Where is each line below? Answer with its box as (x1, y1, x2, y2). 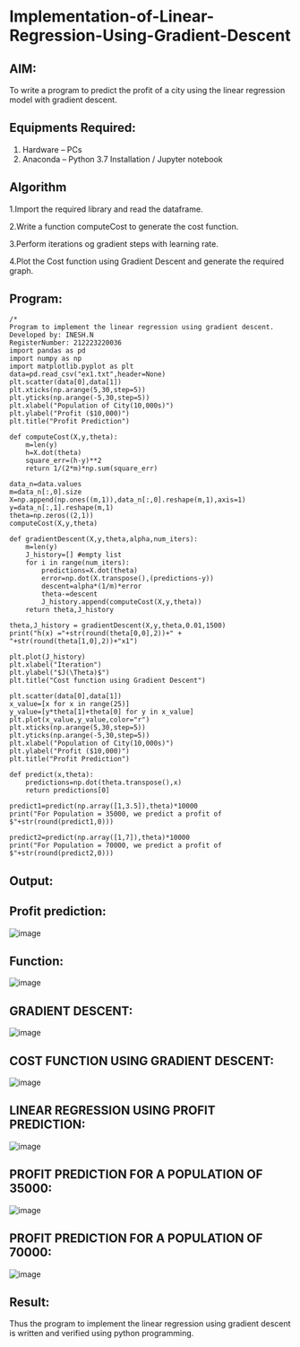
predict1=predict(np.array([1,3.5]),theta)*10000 (9, 801, 199, 811)
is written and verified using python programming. (9, 1328, 194, 1339)
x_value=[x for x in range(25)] (9, 700, 130, 709)
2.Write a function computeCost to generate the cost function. (9, 221, 239, 232)
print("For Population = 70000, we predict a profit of (9, 841, 222, 850)
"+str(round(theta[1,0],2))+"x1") (9, 637, 139, 646)
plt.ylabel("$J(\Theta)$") (9, 669, 110, 678)
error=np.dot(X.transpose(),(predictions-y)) (41, 574, 215, 583)
